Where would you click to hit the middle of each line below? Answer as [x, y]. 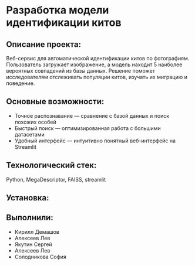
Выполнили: [30, 218]
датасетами [30, 134]
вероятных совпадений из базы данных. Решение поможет [81, 71]
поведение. [21, 83]
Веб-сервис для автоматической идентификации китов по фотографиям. [98, 58]
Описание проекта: [43, 44]
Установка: [28, 198]
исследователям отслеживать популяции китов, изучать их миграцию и [97, 77]
